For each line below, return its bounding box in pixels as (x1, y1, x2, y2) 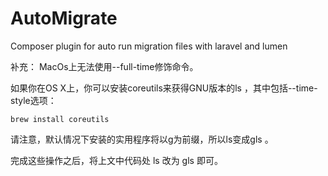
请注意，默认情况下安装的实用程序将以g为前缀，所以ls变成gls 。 (10, 133, 274, 145)
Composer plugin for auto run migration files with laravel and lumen (10, 40, 288, 52)
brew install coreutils (10, 114, 110, 124)
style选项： (10, 94, 57, 106)
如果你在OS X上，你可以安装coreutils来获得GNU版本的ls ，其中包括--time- (10, 82, 318, 94)
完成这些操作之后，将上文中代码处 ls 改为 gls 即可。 (10, 154, 223, 166)
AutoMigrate (10, 7, 118, 30)
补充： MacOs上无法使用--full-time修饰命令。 (10, 60, 199, 72)
